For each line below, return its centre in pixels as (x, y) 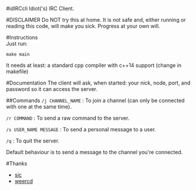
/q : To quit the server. (33, 141)
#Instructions (22, 37)
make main (18, 55)
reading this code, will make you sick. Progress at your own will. (83, 26)
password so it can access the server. (52, 89)
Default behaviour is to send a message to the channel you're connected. (94, 152)
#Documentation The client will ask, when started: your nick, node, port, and (98, 83)
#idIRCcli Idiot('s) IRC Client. (40, 9)
